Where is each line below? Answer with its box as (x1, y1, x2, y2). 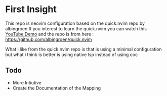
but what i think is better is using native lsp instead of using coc (5, 52, 138, 58)
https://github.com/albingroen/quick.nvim (5, 36, 92, 42)
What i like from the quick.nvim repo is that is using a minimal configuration (5, 46, 162, 52)
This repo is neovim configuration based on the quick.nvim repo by (5, 20, 145, 26)
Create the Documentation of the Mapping (12, 85, 101, 91)
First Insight (5, 4, 57, 15)
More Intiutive (12, 79, 41, 85)
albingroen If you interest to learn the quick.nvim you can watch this (5, 25, 147, 31)
